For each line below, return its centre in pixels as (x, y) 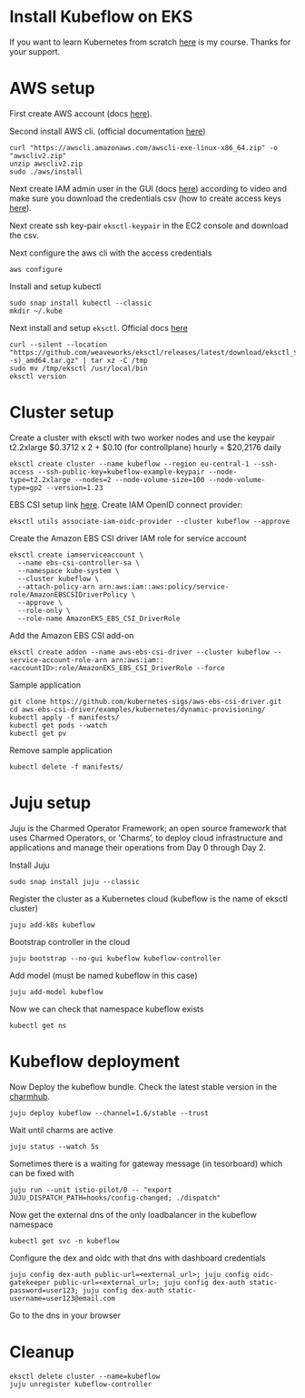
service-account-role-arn (58, 660)
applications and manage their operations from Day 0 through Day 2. (138, 847)
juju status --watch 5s (54, 1147)
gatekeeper (30, 1282)
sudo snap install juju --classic (75, 881)
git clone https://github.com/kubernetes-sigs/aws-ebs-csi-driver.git (146, 701)
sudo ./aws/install (46, 171)
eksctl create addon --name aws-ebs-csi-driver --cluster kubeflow (140, 652)
